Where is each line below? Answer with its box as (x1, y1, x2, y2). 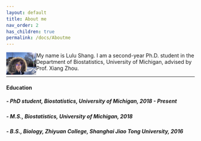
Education (6, 84, 32, 91)
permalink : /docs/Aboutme (6, 35, 71, 41)
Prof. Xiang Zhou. (36, 65, 80, 72)
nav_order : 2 (6, 22, 39, 28)
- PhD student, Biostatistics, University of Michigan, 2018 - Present (6, 97, 178, 105)
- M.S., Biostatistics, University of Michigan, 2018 (6, 112, 133, 119)
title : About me (6, 16, 47, 22)
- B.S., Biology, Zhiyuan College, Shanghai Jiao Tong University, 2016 (6, 128, 184, 135)
